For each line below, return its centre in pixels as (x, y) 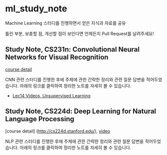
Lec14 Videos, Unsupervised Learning (51, 95)
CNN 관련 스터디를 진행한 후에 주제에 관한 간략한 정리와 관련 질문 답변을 (75, 79)
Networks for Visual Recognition (57, 57)
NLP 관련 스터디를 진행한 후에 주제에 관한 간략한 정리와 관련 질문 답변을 (75, 141)
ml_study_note (36, 9)
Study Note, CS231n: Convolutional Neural (72, 49)
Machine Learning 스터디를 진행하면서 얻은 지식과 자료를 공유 (66, 23)
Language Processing (40, 119)
